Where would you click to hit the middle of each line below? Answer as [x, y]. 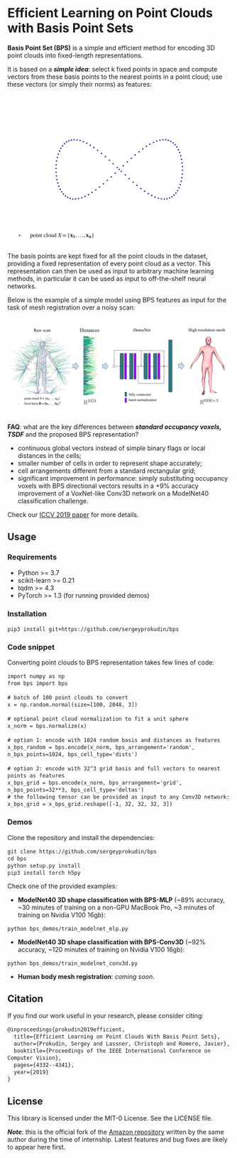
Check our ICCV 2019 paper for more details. [73, 515]
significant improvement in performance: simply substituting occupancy [123, 479]
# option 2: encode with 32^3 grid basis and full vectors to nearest [114, 769]
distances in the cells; [49, 456]
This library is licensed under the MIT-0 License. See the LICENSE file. [110, 1118]
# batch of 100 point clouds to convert [68, 698]
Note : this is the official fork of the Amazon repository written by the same [116, 1132]
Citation [26, 999]
